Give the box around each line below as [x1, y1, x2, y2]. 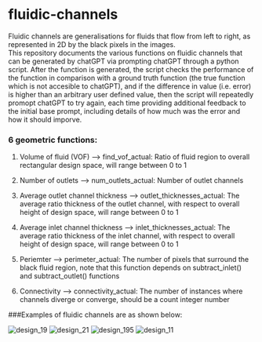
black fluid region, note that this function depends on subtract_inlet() [19, 263, 242, 272]
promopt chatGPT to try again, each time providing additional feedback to [8, 98, 246, 107]
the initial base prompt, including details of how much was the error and [8, 106, 241, 115]
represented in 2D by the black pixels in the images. [8, 39, 176, 49]
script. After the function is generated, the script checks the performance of [8, 64, 254, 74]
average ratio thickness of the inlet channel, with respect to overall [19, 231, 235, 241]
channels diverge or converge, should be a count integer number [19, 295, 230, 304]
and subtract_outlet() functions [19, 271, 120, 281]
